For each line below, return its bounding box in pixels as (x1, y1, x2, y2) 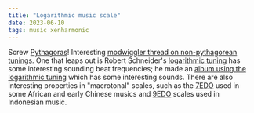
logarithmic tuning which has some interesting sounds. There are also (8, 72, 234, 82)
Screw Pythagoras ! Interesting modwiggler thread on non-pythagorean (8, 48, 238, 57)
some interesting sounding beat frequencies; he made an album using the (8, 64, 247, 74)
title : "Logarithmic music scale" (8, 11, 122, 20)
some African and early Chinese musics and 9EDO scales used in (8, 89, 220, 99)
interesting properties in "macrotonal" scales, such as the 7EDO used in (8, 81, 240, 90)
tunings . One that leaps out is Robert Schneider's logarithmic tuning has (8, 56, 241, 65)
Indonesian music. (8, 97, 67, 107)
